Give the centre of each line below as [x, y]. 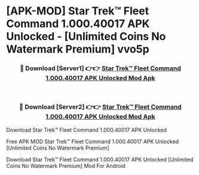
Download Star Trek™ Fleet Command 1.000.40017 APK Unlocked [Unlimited [100, 159]
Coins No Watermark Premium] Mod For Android [66, 165]
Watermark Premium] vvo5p [78, 49]
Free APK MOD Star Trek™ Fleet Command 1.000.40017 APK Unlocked [93, 141]
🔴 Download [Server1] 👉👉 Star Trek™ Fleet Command [100, 68]
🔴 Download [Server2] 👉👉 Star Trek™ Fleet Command [100, 107]
